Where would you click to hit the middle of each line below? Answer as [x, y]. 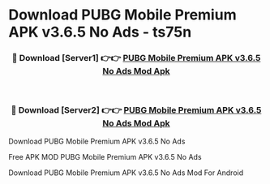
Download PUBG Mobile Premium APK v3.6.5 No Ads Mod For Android [126, 173]
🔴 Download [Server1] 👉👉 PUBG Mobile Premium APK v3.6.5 [136, 58]
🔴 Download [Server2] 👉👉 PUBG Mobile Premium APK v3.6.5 [136, 110]
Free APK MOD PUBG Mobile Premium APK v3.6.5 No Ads [105, 156]
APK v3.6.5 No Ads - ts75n [100, 32]
